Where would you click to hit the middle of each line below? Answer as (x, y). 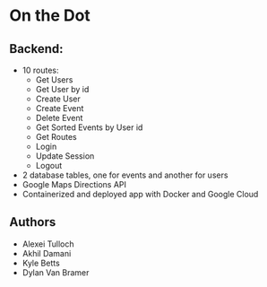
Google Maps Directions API (74, 184)
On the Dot (50, 16)
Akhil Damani (47, 253)
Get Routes (56, 137)
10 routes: (40, 70)
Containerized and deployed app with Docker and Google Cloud (140, 194)
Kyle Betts (41, 263)
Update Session (65, 156)
